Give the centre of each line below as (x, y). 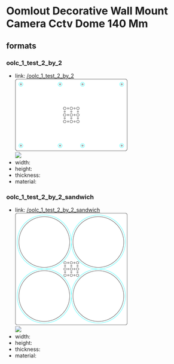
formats (22, 46)
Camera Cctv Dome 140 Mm (77, 24)
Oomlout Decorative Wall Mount (87, 11)
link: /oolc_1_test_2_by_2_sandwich (57, 210)
